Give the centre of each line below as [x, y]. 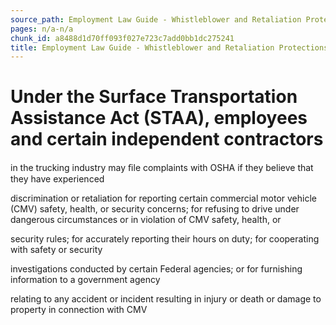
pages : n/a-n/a [42, 29]
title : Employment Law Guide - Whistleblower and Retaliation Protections [169, 47]
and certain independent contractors [167, 139]
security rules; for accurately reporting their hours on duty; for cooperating [165, 239]
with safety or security [56, 250]
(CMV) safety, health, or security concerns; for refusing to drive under [155, 209]
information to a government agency [85, 280]
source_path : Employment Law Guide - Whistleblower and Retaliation [156, 19]
